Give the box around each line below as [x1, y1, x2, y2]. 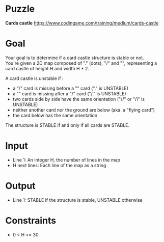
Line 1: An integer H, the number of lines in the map [12, 156, 121, 163]
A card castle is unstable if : [5, 75, 64, 82]
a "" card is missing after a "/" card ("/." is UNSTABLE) [12, 90, 126, 97]
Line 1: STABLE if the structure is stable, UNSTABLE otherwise [12, 197, 143, 203]
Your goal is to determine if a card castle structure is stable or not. [5, 55, 144, 61]
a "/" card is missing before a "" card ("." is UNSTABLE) [12, 85, 129, 91]
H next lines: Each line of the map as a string [12, 162, 106, 168]
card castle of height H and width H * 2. [5, 65, 90, 71]
